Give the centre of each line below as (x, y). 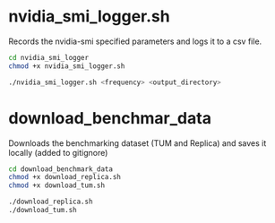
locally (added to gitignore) (58, 152)
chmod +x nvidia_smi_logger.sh (67, 66)
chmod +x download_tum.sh (56, 185)
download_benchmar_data (110, 118)
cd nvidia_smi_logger (49, 57)
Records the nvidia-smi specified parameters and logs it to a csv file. (135, 41)
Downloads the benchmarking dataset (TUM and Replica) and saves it (137, 143)
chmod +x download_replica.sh (65, 177)
